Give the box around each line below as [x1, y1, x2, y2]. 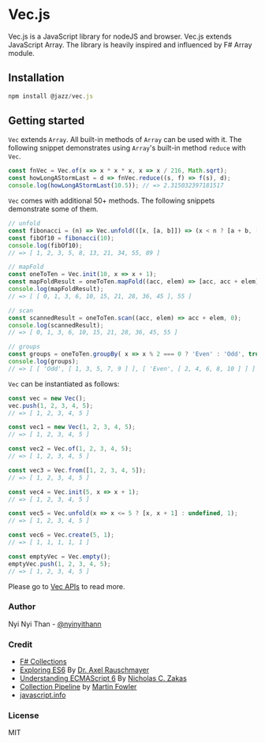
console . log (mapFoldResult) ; [8, 286, 104, 293]
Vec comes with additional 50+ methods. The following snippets [8, 196, 215, 206]
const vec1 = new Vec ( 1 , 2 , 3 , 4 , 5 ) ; [8, 424, 136, 431]
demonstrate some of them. [8, 204, 99, 214]
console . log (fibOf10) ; [8, 241, 83, 249]
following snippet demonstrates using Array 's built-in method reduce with [8, 144, 246, 153]
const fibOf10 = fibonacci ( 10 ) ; [8, 234, 114, 242]
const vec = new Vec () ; [8, 394, 87, 402]
